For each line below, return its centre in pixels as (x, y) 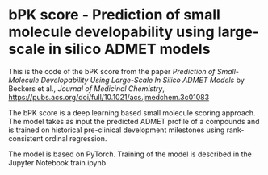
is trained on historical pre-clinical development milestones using (117, 130)
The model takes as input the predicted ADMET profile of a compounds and (134, 121)
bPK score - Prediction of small (114, 15)
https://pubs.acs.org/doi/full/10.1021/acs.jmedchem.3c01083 (109, 97)
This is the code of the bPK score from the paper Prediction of (112, 71)
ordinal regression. (76, 138)
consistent (26, 138)
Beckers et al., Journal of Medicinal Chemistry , (87, 88)
